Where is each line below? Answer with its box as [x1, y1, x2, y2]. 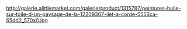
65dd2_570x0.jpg [6, 17, 48, 23]
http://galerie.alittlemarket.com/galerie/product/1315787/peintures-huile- [6, 5, 181, 11]
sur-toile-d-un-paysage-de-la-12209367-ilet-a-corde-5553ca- [6, 11, 158, 18]
